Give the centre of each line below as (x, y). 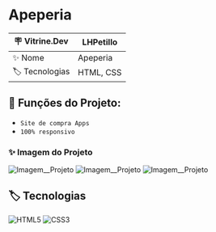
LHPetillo (100, 42)
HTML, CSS (100, 73)
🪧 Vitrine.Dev (41, 40)
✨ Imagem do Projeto (51, 152)
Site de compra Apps (55, 123)
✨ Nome (28, 57)
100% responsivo (47, 132)
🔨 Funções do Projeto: (65, 103)
